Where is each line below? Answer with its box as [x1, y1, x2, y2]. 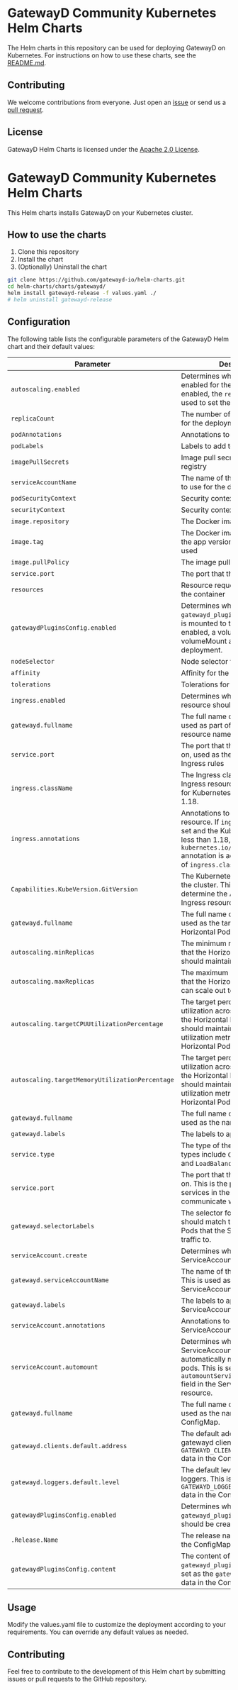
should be [181, 1519, 215, 1529]
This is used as [181, 1275, 232, 1285]
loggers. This [181, 1474, 225, 1484]
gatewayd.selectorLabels [11, 1222, 95, 1230]
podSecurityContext [11, 494, 76, 502]
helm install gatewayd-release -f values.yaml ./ [7, 289, 157, 297]
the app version [181, 537, 233, 547]
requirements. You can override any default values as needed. [7, 1628, 189, 1636]
